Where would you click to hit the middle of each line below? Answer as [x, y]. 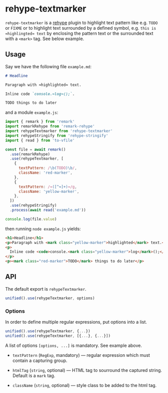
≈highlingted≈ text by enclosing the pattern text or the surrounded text [79, 33]
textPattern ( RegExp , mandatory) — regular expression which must [81, 355]
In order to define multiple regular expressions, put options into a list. [76, 322]
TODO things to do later [31, 103]
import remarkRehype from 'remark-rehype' [50, 126]
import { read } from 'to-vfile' [40, 140]
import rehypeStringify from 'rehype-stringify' [57, 136]
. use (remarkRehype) [30, 154]
